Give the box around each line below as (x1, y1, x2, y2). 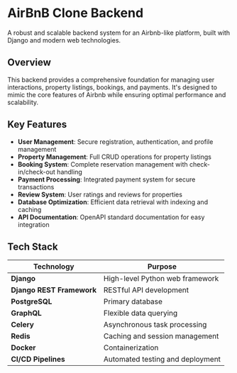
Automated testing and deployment (103, 355, 221, 364)
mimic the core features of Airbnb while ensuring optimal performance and (7, 90, 226, 99)
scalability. (7, 98, 39, 106)
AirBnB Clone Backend (7, 5, 144, 21)
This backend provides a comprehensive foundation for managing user (7, 75, 215, 84)
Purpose (147, 262, 177, 272)
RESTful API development (103, 285, 189, 295)
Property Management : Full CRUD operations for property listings (17, 152, 211, 161)
